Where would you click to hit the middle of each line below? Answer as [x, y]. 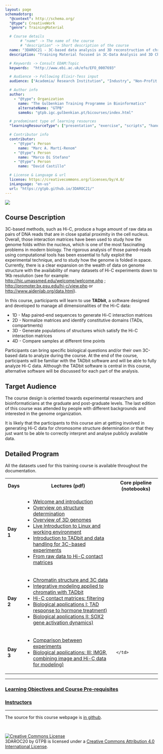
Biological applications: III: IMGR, [70, 652]
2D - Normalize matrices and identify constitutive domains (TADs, [78, 320]
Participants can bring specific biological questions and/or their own [73, 350]
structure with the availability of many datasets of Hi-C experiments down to [81, 270]
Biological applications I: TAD [66, 604]
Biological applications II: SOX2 [69, 616]
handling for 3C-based [59, 544]
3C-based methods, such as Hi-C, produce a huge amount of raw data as [79, 229]
